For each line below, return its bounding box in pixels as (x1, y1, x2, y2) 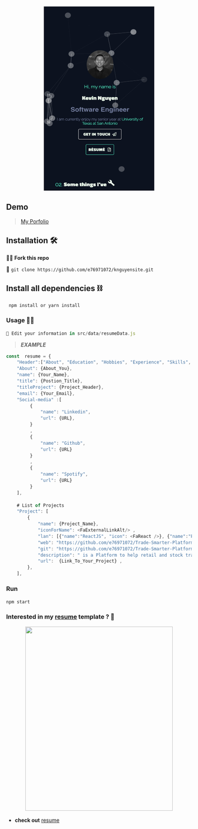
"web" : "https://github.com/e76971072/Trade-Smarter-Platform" (37, 540, 196, 546)
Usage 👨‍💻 (6, 316, 35, 325)
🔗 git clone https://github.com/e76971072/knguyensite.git (6, 266, 154, 273)
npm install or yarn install (8, 303, 81, 309)
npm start (6, 599, 31, 605)
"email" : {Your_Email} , (16, 390, 75, 397)
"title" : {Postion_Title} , (16, 378, 83, 384)
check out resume (14, 817, 60, 824)
